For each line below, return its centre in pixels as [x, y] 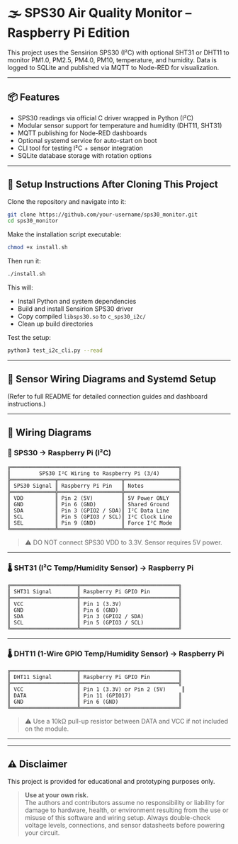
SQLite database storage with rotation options [85, 155]
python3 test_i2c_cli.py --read [55, 350]
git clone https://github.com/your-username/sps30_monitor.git [103, 215]
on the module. [47, 729]
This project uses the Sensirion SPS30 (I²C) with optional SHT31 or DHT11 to [118, 52]
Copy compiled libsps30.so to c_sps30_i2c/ [82, 316]
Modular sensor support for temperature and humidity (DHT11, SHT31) [120, 125]
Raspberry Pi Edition [69, 33]
